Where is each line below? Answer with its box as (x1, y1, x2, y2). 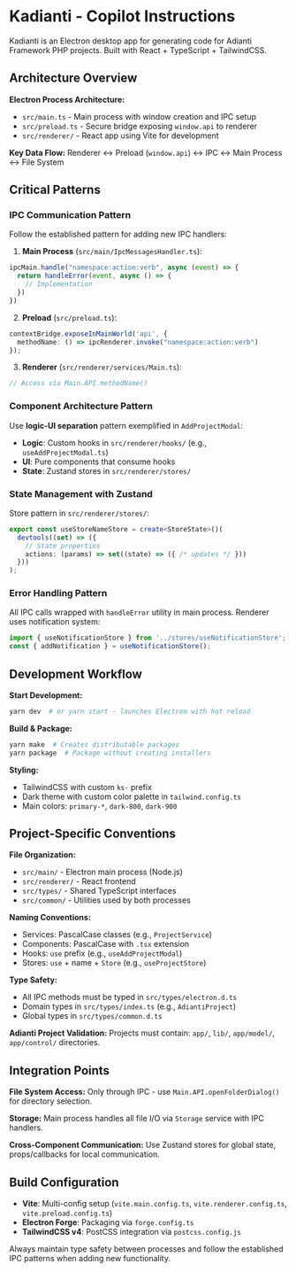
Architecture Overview (9, 71, 138, 86)
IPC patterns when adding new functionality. (9, 1253, 171, 1264)
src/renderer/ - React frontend (21, 876, 137, 887)
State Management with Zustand (9, 487, 153, 500)
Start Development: (9, 690, 83, 701)
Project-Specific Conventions (9, 826, 177, 842)
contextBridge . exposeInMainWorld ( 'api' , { (9, 330, 168, 338)
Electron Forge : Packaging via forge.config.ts (21, 1217, 194, 1228)
